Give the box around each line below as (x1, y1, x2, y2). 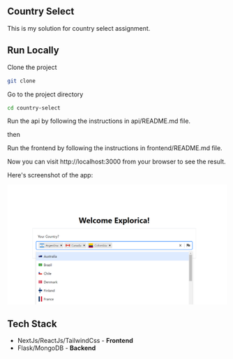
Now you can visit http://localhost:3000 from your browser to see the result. (7, 157, 226, 166)
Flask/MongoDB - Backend (17, 344, 96, 352)
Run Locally (7, 45, 59, 57)
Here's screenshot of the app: (7, 171, 93, 179)
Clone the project (7, 63, 57, 71)
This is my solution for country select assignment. (7, 24, 151, 32)
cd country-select (7, 104, 61, 111)
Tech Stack (7, 318, 57, 330)
